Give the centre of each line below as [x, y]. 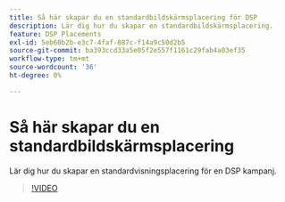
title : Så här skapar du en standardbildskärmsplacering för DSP [133, 17]
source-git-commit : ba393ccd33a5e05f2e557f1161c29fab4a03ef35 [127, 51]
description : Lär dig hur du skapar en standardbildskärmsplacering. [142, 26]
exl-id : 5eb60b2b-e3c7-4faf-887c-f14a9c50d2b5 [97, 42]
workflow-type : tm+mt [50, 59]
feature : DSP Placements [55, 34]
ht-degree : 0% [36, 76]
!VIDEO [44, 188]
